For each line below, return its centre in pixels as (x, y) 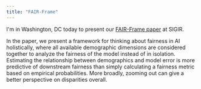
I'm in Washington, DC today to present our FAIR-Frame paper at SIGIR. (95, 29)
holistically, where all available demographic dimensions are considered (96, 47)
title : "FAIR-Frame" (32, 12)
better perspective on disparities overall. (57, 79)
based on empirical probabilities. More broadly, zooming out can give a (95, 73)
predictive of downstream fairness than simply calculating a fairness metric (101, 67)
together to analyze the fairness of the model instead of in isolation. (91, 54)
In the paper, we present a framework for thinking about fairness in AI (93, 41)
